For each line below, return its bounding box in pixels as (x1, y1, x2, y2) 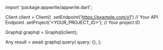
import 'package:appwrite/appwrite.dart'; (5, 5, 92, 10)
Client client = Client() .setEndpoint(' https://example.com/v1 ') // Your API (5, 14, 158, 20)
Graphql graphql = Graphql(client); (5, 29, 78, 35)
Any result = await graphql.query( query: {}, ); (5, 39, 102, 45)
